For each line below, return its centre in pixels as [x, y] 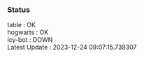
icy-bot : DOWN [30, 40]
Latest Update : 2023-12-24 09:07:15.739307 [72, 48]
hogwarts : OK [28, 32]
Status [19, 10]
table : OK [22, 25]
